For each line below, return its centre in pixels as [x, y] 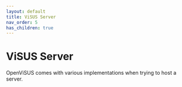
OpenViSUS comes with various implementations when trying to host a [91, 73]
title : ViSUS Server [31, 17]
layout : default [26, 11]
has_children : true [30, 28]
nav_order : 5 [22, 22]
